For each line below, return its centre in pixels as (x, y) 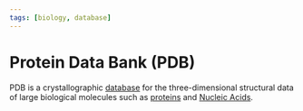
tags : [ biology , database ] (60, 18)
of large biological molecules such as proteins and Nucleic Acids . (132, 97)
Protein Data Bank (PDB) (103, 62)
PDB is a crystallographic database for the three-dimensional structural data (152, 88)
